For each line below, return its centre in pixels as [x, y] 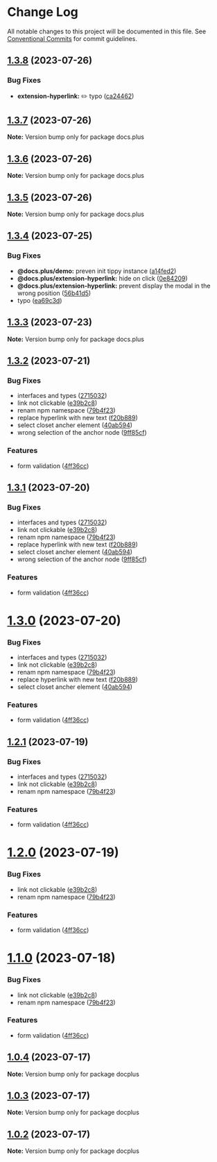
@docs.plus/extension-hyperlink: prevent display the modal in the [114, 285]
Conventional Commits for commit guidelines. [72, 38]
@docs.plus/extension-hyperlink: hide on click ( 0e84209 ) [103, 278]
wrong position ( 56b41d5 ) [54, 293]
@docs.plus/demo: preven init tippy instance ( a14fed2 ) [97, 271]
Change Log [43, 12]
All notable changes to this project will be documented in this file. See [107, 31]
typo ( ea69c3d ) [40, 300]
